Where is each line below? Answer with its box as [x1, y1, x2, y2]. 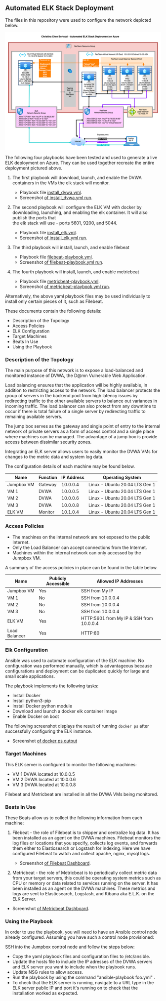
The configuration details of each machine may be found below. [5, 463, 135, 469]
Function [39, 474, 58, 480]
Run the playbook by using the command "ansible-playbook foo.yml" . [12, 974, 156, 980]
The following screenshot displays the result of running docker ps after [5, 723, 149, 729]
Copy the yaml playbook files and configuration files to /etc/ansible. [12, 954, 151, 959]
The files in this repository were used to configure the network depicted [5, 17, 152, 23]
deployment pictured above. [5, 165, 63, 171]
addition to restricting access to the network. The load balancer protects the [5, 387, 161, 393]
